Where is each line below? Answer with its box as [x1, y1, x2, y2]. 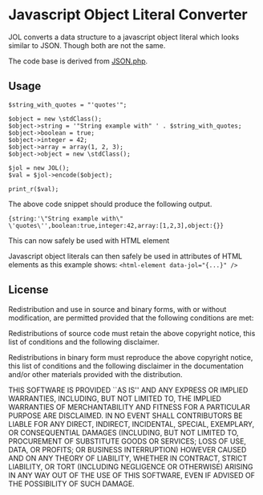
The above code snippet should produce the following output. [8, 199, 212, 209]
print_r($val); [8, 185, 59, 193]
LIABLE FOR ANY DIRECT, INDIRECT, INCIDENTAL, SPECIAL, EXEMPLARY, [8, 419, 255, 428]
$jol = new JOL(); [8, 164, 70, 172]
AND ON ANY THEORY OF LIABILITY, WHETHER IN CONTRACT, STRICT [8, 453, 248, 463]
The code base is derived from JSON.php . [8, 56, 148, 66]
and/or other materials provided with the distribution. [8, 369, 183, 379]
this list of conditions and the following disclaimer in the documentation [8, 361, 244, 371]
